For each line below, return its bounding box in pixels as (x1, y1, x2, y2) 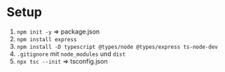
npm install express (16, 36, 77, 43)
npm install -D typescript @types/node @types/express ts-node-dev (16, 43, 218, 50)
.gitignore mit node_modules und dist (16, 50, 126, 58)
